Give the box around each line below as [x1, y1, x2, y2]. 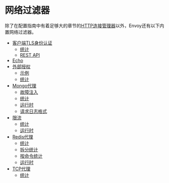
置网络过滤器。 [5, 29, 36, 35]
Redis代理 [12, 133, 34, 140]
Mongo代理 [12, 82, 37, 88]
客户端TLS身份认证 [12, 39, 52, 46]
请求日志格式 [19, 108, 47, 114]
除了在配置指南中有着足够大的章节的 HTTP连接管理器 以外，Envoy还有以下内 [5, 22, 164, 29]
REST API [19, 52, 40, 58]
